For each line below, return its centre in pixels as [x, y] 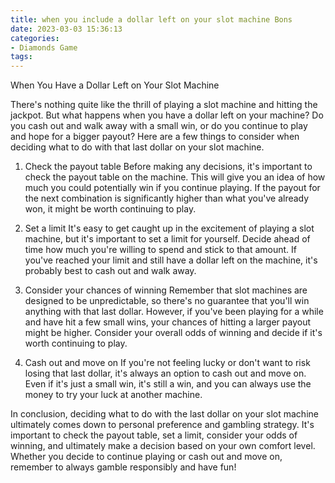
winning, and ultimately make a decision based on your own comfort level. [163, 446]
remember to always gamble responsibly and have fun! [123, 467]
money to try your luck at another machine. [113, 395]
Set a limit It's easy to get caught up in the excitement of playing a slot [169, 228]
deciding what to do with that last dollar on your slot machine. [137, 147]
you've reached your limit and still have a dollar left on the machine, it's [171, 260]
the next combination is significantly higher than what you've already [167, 198]
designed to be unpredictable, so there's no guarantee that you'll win [167, 301]
